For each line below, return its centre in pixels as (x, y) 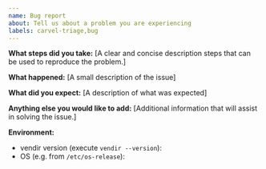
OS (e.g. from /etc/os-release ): (73, 156)
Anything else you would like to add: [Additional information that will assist (133, 108)
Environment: (31, 132)
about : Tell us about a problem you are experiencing (100, 23)
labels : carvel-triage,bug (53, 30)
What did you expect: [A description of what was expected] (108, 93)
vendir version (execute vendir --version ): (91, 148)
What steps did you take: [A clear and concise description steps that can (129, 54)
